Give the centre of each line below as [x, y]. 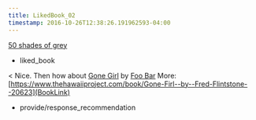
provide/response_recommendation [78, 107]
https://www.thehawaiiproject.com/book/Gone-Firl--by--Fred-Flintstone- [129, 84]
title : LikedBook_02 [42, 15]
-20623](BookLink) [39, 92]
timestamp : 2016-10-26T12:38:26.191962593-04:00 [89, 23]
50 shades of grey [38, 45]
